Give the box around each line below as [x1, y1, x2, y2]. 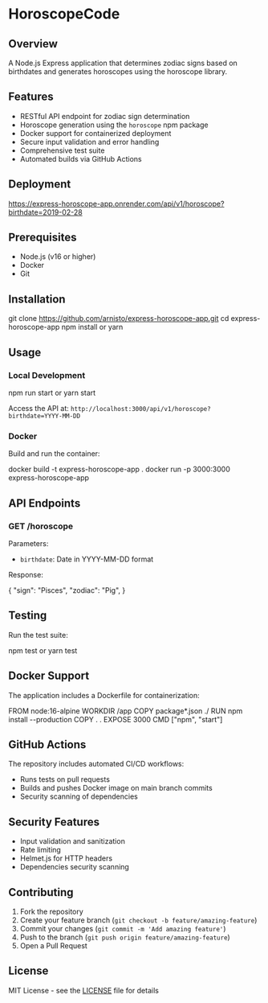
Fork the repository [19, 906, 84, 916]
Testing [8, 609, 47, 623]
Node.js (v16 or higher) [19, 252, 96, 261]
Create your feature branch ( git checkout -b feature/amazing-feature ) [19, 915, 258, 925]
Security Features [8, 815, 100, 828]
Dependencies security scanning [19, 862, 130, 872]
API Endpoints [8, 496, 81, 510]
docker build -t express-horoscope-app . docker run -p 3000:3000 [8, 464, 230, 475]
